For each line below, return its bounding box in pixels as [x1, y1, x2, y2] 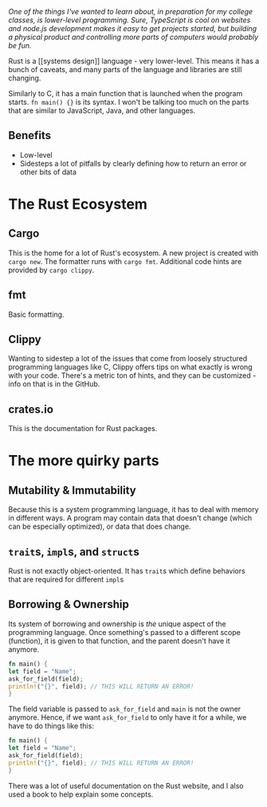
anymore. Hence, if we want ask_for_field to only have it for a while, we [8, 713, 247, 722]
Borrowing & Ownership [8, 597, 129, 611]
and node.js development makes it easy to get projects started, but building [8, 24, 257, 33]
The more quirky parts [8, 452, 159, 470]
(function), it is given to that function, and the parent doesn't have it [8, 636, 230, 645]
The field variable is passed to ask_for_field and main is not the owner [8, 704, 241, 714]
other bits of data [19, 167, 77, 177]
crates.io [8, 402, 54, 416]
